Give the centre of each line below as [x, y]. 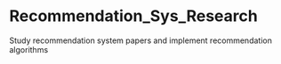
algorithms [29, 49]
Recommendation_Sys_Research [133, 16]
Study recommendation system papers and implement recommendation [141, 40]
